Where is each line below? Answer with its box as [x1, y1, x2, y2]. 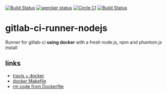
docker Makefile [12, 78, 46, 84]
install [5, 44, 18, 51]
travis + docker [12, 72, 44, 78]
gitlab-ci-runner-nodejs [5, 23, 107, 34]
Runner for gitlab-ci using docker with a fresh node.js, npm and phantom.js [5, 39, 162, 45]
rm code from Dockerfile [12, 83, 64, 89]
